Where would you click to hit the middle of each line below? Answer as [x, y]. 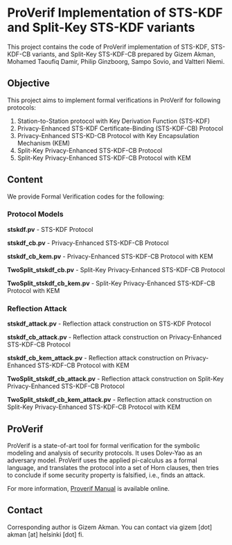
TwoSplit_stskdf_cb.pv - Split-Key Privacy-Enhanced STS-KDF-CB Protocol [116, 269]
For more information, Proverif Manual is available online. [88, 488]
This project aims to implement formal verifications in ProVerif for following [114, 100]
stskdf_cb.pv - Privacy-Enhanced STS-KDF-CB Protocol [88, 243]
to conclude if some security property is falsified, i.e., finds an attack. [106, 475]
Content [25, 179]
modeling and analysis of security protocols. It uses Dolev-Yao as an [105, 453]
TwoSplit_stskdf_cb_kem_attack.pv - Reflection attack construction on [110, 400]
